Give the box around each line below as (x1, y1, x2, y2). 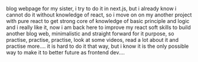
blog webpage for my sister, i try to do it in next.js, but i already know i (6, 5, 177, 12)
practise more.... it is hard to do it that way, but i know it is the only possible (6, 43, 189, 50)
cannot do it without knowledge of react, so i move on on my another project (6, 11, 192, 18)
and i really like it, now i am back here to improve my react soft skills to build (6, 24, 191, 31)
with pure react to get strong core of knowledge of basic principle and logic (6, 18, 190, 24)
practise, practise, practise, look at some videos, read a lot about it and (6, 37, 179, 43)
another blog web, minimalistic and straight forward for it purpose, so (6, 30, 174, 37)
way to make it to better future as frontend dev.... (6, 49, 125, 56)
